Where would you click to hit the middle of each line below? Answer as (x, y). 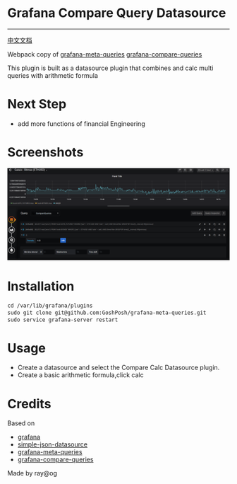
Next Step (37, 104)
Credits (29, 404)
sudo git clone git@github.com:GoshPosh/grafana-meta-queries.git (107, 313)
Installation (41, 286)
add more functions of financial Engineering (81, 123)
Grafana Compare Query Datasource (117, 13)
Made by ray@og (32, 473)
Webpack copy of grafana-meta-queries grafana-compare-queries (105, 54)
